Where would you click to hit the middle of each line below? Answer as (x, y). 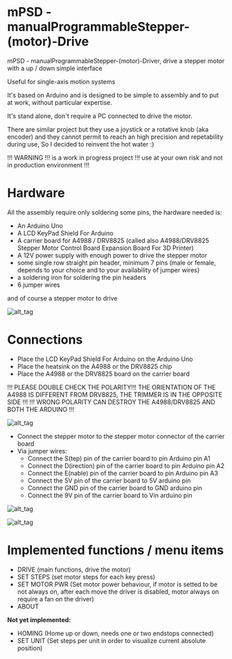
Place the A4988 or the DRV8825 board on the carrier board (104, 374)
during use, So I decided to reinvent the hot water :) (81, 144)
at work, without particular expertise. (60, 102)
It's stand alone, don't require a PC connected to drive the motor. (100, 116)
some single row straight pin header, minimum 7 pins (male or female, (116, 262)
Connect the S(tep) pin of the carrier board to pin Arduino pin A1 (119, 458)
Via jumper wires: (42, 451)
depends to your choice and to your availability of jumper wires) (108, 270)
